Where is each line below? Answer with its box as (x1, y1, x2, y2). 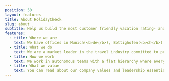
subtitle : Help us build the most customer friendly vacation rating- (5, 26, 156, 31)
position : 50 (5, 7, 32, 13)
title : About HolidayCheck (5, 17, 62, 22)
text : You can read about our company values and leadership (14, 68, 145, 73)
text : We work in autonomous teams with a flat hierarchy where (14, 59, 152, 64)
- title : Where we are (9, 36, 57, 41)
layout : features (5, 12, 41, 17)
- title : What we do (9, 45, 52, 50)
